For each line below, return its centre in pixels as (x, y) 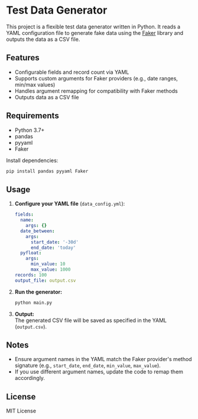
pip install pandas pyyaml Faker (47, 171)
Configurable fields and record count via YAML (72, 72)
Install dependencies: (32, 160)
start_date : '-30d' (54, 242)
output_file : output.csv (45, 280)
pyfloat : (31, 253)
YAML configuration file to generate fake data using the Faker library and (95, 33)
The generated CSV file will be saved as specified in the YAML (91, 320)
